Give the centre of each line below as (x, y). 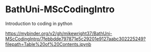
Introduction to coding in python (39, 23)
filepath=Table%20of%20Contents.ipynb (48, 44)
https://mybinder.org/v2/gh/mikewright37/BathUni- (59, 33)
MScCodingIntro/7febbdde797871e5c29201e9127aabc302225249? (75, 39)
